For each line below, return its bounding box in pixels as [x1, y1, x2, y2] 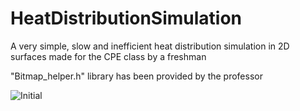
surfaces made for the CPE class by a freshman [10, 50, 207, 62]
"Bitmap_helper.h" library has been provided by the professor [10, 70, 263, 82]
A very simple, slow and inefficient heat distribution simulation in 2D [10, 40, 290, 52]
